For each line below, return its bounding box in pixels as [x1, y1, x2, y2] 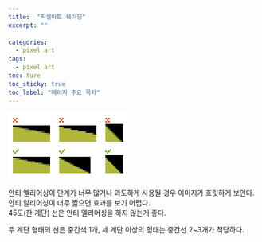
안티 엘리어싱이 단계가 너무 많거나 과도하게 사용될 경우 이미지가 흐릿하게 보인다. [8, 188, 255, 197]
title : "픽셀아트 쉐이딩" [8, 13, 86, 21]
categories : [8, 38, 48, 46]
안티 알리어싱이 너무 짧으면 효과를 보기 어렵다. [8, 197, 151, 207]
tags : [8, 55, 26, 63]
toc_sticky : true [8, 80, 66, 88]
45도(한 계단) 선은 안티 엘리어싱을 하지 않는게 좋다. [8, 208, 166, 217]
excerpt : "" [8, 21, 48, 29]
